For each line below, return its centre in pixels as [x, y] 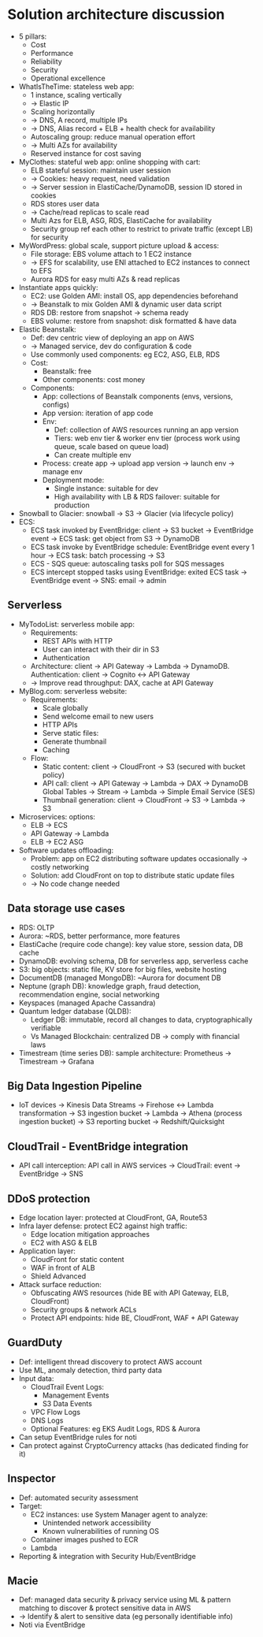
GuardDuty [35, 1343]
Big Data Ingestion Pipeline [75, 1086]
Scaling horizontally [63, 111]
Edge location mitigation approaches [90, 1234]
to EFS [41, 270]
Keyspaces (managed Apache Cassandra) [87, 1003]
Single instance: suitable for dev [106, 488]
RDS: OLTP [37, 927]
